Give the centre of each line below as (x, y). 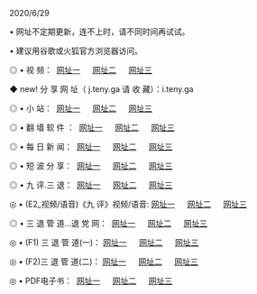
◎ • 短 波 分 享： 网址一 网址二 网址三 (91, 165)
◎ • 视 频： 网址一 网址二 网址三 (81, 70)
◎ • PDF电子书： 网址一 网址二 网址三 (91, 280)
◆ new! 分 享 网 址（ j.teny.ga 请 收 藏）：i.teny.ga (101, 89)
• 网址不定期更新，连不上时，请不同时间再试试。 (100, 32)
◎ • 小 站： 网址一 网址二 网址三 (81, 108)
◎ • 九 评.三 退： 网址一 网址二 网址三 (91, 185)
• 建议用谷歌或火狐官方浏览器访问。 (76, 51)
